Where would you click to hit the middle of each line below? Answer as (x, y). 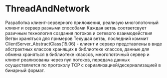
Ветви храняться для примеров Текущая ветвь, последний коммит (77, 38)
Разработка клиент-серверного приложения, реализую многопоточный (82, 22)
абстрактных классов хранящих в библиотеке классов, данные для (77, 49)
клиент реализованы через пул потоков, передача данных (68, 59)
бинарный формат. (25, 70)
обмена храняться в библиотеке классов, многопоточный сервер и (77, 54)
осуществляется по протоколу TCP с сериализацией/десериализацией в (83, 65)
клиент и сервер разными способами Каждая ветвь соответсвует (76, 27)
